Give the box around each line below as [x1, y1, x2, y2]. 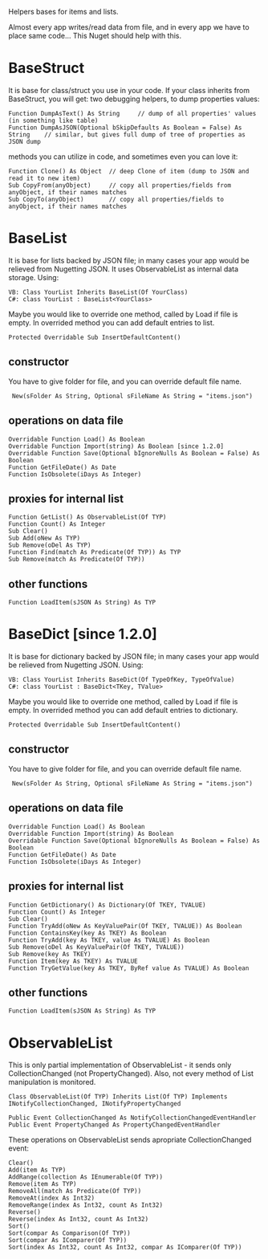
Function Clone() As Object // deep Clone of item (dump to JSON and [8, 167, 250, 175]
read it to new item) [8, 174, 81, 182]
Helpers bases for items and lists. [8, 7, 119, 16]
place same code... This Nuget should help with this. [8, 31, 182, 40]
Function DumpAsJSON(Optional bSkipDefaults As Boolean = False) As [8, 124, 242, 132]
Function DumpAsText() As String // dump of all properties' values [8, 109, 257, 117]
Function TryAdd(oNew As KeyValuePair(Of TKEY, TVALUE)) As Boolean [8, 922, 242, 930]
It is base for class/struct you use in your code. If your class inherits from [8, 85, 250, 95]
